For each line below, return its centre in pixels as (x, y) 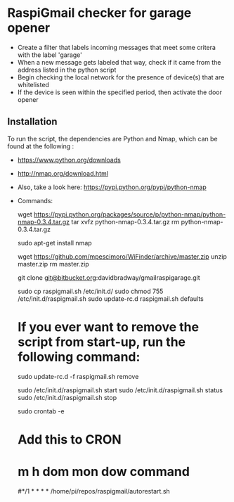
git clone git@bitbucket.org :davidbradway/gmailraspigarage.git (109, 277)
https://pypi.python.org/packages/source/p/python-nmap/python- (130, 214)
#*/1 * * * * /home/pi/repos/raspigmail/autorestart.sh (93, 491)
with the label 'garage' (50, 55)
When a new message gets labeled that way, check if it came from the (119, 62)
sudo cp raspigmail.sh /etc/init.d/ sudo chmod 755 (90, 291)
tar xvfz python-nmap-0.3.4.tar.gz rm (125, 221)
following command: (79, 357)
